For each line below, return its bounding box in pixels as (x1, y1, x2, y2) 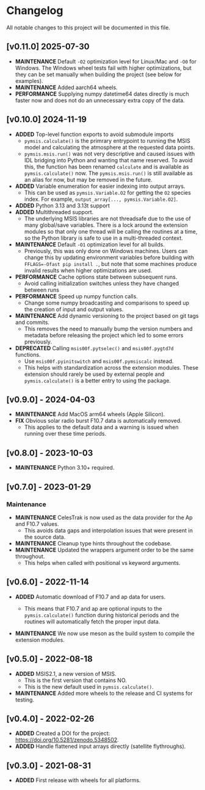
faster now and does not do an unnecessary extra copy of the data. (15, 96, 185, 104)
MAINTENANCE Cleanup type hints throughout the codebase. (15, 539, 172, 547)
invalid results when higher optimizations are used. (24, 267, 153, 274)
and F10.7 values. (15, 520, 59, 528)
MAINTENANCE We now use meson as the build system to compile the (15, 630, 195, 637)
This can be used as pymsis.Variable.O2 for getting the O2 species (24, 189, 191, 196)
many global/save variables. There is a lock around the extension (24, 221, 188, 229)
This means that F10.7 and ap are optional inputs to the (24, 605, 162, 612)
